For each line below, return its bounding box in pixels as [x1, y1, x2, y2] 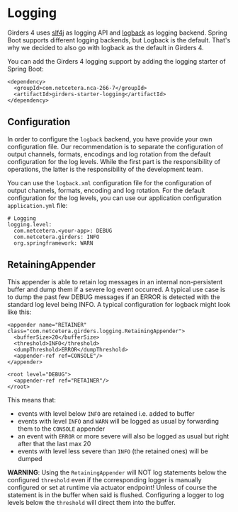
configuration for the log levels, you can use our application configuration [7, 193, 222, 202]
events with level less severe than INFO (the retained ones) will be [17, 447, 209, 455]
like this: [7, 308, 32, 316]
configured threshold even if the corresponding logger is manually [7, 475, 202, 484]
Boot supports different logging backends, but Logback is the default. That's [7, 35, 231, 44]
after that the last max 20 [17, 439, 91, 448]
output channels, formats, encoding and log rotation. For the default [7, 186, 205, 194]
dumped [17, 454, 42, 462]
